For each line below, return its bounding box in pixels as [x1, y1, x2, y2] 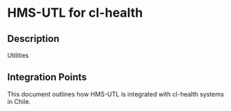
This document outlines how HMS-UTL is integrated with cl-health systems [7, 89, 224, 98]
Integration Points [7, 71, 87, 83]
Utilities [7, 51, 29, 59]
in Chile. [7, 97, 31, 105]
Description [7, 33, 59, 45]
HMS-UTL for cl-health [7, 5, 143, 21]
